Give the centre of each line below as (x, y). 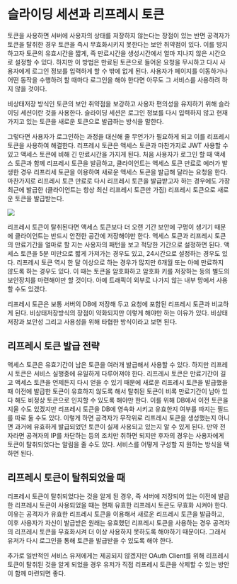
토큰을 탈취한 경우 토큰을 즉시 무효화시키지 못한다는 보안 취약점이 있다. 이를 (111, 44)
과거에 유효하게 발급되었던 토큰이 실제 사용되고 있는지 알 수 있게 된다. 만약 (116, 427)
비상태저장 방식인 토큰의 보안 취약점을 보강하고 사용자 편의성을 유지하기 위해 (112, 103)
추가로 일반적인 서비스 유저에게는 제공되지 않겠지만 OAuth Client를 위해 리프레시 (118, 555)
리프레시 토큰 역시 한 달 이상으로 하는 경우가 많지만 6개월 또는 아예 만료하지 (120, 262)
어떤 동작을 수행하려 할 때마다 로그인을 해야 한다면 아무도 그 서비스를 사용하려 (114, 79)
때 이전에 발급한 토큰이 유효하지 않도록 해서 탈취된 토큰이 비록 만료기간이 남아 (114, 391)
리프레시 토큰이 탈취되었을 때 (67, 478)
